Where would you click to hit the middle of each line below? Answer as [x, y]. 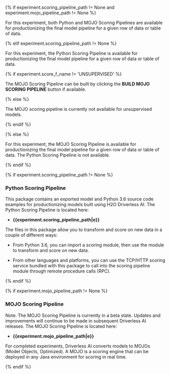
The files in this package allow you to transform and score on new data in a [84, 230]
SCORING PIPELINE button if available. [46, 89]
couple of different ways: [31, 235]
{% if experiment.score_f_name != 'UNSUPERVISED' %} [63, 74]
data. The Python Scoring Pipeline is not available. [58, 155]
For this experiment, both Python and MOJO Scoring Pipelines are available [84, 23]
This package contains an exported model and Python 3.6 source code [79, 199]
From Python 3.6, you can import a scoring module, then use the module [88, 245]
